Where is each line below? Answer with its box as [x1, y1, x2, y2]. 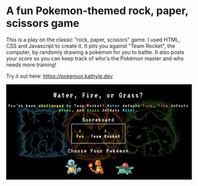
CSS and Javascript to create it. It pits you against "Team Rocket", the [6, 42, 176, 49]
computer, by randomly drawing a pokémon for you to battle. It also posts [6, 48, 184, 55]
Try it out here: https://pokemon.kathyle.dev [6, 72, 113, 79]
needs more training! [6, 61, 57, 68]
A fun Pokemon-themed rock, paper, [6, 4, 189, 18]
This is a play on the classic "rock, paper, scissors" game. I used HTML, [6, 36, 181, 43]
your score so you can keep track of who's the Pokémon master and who [6, 55, 184, 62]
